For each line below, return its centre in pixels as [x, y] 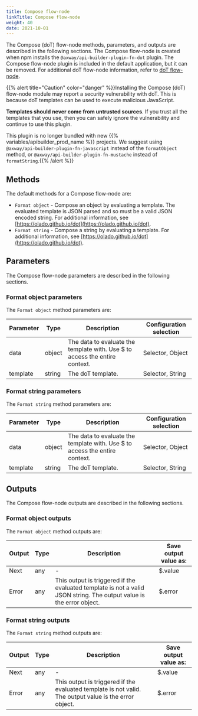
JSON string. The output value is [100, 595]
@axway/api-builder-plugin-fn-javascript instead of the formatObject [92, 148]
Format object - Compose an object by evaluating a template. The [95, 205]
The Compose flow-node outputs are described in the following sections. [95, 503]
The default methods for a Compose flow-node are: [69, 194]
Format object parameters [44, 297]
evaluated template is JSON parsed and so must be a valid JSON [93, 211]
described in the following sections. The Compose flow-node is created [93, 51]
